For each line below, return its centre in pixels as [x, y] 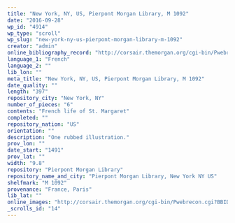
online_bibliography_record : [50, 53]
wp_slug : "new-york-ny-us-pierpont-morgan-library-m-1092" [95, 40]
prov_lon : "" [26, 144]
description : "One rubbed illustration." [69, 137]
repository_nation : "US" [43, 124]
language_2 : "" [29, 66]
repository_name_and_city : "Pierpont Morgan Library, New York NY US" [112, 176]
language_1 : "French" [39, 59]
